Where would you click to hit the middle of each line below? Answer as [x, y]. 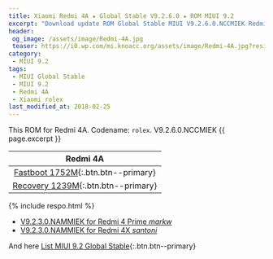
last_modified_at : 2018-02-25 [60, 107]
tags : [17, 69]
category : [25, 54]
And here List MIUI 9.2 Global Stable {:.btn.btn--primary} [102, 246]
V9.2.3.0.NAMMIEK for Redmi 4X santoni [89, 230]
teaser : [25, 46]
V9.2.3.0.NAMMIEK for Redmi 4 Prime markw [96, 222]
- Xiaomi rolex [37, 99]
